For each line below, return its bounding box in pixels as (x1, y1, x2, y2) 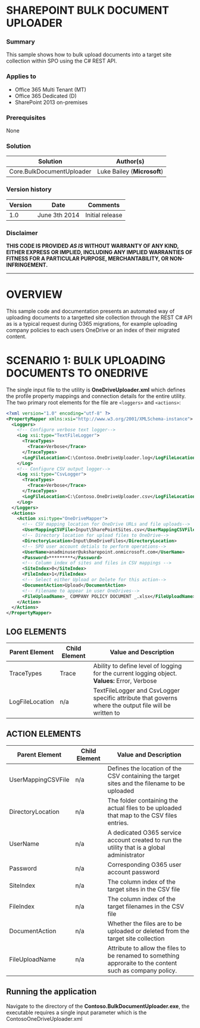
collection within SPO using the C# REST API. (6, 57, 117, 64)
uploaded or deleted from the (107, 927, 189, 935)
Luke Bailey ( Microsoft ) (97, 168, 164, 176)
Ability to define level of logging (93, 662, 182, 670)
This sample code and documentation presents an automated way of (6, 307, 175, 314)
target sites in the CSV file (107, 885, 180, 893)
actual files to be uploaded (107, 804, 182, 812)
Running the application (6, 987, 97, 997)
